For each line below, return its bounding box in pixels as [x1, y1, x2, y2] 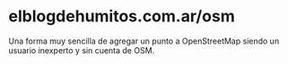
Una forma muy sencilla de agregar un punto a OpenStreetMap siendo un [8, 36, 280, 46]
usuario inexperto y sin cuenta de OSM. [8, 44, 155, 55]
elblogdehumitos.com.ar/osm [8, 6, 235, 27]
